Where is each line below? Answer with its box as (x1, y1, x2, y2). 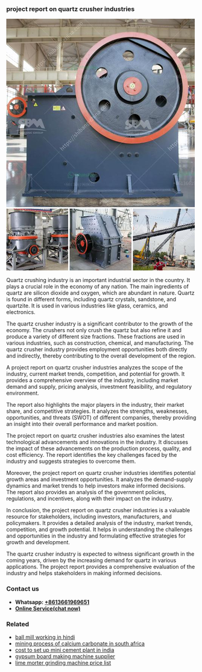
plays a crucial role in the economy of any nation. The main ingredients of (6, 283, 189, 290)
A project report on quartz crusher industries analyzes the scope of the (6, 364, 183, 371)
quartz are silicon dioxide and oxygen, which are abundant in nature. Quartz (6, 289, 195, 297)
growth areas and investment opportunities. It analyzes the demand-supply (6, 476, 193, 483)
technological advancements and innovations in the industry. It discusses (6, 439, 189, 446)
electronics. (6, 309, 36, 316)
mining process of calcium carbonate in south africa (14, 639, 145, 647)
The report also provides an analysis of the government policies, (6, 489, 166, 496)
